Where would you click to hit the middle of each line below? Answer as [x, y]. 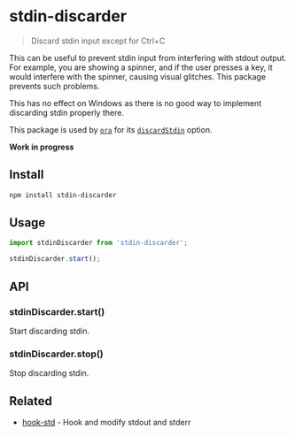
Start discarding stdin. [50, 331]
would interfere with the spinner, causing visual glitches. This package [138, 76]
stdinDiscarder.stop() [56, 354]
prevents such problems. [54, 86]
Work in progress [42, 147]
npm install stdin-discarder [63, 195]
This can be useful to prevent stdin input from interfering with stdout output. [148, 57]
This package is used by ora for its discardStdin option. [111, 129]
